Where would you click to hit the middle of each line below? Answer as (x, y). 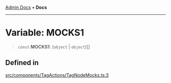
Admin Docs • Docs (26, 7)
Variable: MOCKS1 (45, 33)
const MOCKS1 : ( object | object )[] (54, 47)
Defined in (22, 63)
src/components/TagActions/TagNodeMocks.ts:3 (57, 75)
